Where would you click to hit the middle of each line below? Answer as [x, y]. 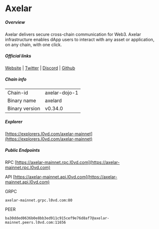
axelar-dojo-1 [62, 93]
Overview [15, 22]
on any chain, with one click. [33, 45]
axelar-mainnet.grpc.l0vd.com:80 [39, 200]
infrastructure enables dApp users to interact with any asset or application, [80, 40]
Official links [18, 56]
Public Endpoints [23, 150]
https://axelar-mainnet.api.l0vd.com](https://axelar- [66, 177]
